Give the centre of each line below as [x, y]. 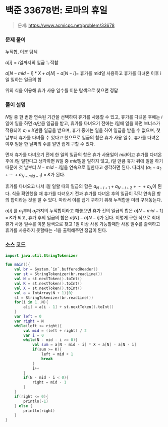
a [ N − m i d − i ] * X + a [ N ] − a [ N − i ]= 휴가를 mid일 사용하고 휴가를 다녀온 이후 [82, 73]
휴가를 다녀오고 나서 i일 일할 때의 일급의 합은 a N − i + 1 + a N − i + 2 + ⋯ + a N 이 [81, 187]
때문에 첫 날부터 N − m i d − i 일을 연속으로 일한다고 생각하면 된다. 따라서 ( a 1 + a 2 [83, 168]
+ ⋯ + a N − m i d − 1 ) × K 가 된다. [35, 175]
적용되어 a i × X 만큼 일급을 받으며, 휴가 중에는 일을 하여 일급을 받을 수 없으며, [80, 131]
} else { [23, 406]
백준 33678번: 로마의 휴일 [56, 10]
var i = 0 [34, 335]
